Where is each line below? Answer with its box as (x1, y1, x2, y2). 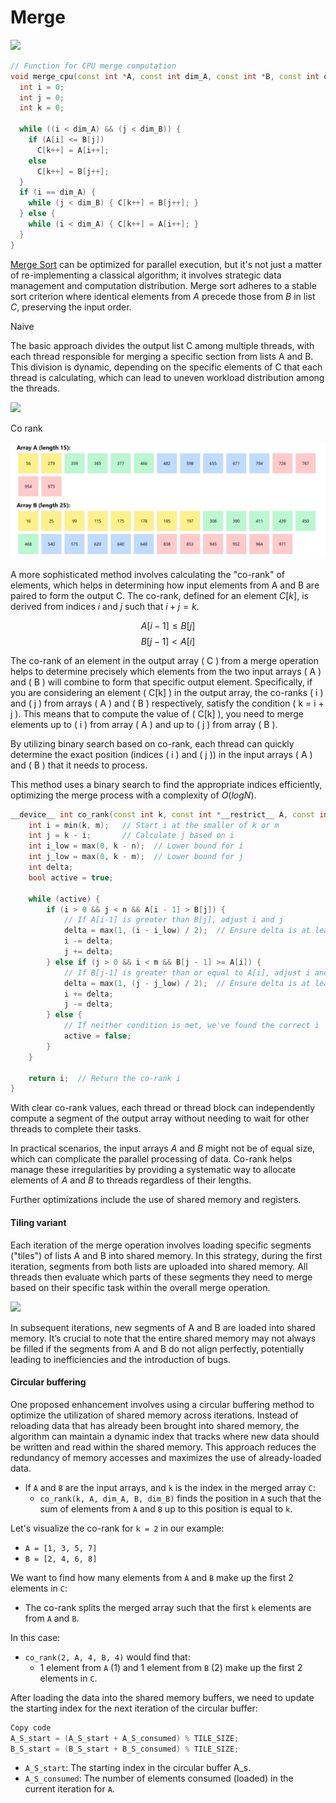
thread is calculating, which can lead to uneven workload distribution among (10, 371, 325, 383)
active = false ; (63, 1031, 132, 1041)
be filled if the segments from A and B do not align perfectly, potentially (10, 1342, 305, 1355)
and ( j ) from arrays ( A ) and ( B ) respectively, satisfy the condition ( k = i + (10, 697, 325, 709)
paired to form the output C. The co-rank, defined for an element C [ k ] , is (10, 589, 309, 601)
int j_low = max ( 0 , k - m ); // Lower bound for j (28, 852, 244, 862)
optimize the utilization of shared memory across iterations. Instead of (10, 1409, 299, 1421)
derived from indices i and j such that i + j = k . (10, 600, 200, 612)
